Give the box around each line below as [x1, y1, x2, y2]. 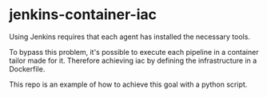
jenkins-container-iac [9, 6, 157, 24]
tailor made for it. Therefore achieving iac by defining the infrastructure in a [9, 56, 257, 65]
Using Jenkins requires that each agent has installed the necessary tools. [9, 32, 251, 41]
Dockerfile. [9, 64, 46, 73]
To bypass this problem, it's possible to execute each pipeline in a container [9, 47, 259, 56]
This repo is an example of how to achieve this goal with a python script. [9, 80, 248, 89]
